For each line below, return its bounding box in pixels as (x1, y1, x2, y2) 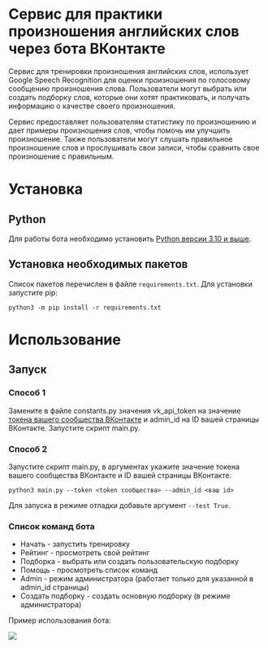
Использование (8, 331, 122, 348)
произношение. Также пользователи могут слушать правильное (8, 134, 233, 143)
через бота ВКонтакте (8, 40, 166, 58)
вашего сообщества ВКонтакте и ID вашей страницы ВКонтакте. (8, 470, 232, 480)
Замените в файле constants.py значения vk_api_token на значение (8, 405, 241, 415)
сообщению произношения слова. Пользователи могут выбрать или (8, 83, 247, 94)
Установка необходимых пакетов (8, 257, 188, 271)
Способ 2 (8, 443, 47, 454)
